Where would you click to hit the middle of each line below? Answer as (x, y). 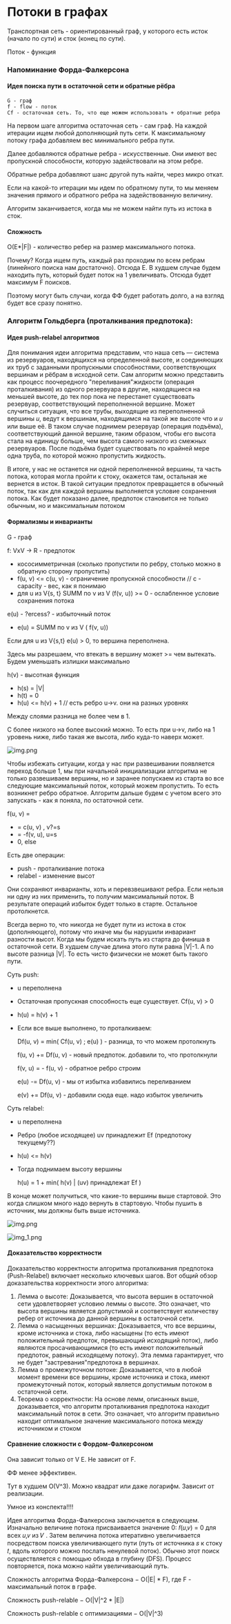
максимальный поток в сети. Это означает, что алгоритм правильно (118, 1413)
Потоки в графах (58, 12)
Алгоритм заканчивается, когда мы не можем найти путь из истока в (110, 208)
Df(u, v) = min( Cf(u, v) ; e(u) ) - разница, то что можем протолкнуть (116, 1041)
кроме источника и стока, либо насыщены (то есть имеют (103, 1333)
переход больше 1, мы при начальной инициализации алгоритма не (107, 771)
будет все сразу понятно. (45, 303)
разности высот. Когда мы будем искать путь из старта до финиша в (109, 939)
